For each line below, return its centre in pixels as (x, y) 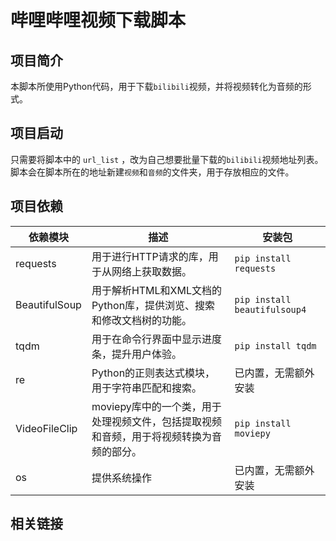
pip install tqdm (275, 345)
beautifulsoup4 (270, 309)
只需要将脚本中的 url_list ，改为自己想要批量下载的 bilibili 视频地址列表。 (167, 159)
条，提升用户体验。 (136, 354)
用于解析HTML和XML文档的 (157, 290)
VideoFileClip (46, 428)
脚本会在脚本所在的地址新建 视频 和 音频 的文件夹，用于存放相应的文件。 (152, 172)
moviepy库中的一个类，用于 (156, 406)
